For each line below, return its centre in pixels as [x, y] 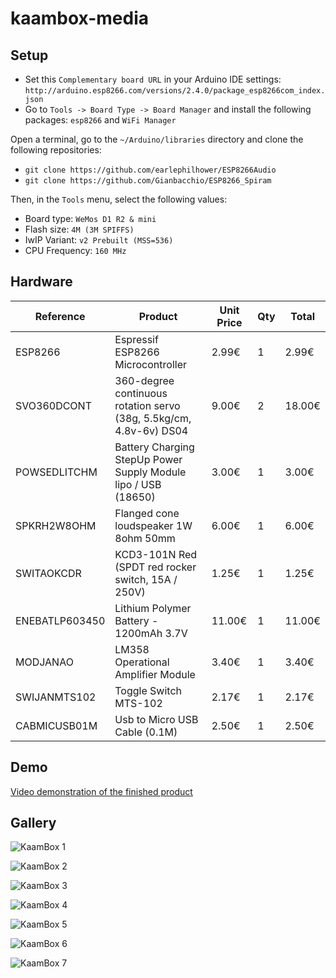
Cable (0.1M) [146, 732]
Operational [142, 662]
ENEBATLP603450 [60, 620]
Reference [60, 316]
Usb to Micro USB [156, 719]
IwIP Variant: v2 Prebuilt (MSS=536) [99, 240]
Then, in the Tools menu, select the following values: [119, 199]
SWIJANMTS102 [56, 697]
